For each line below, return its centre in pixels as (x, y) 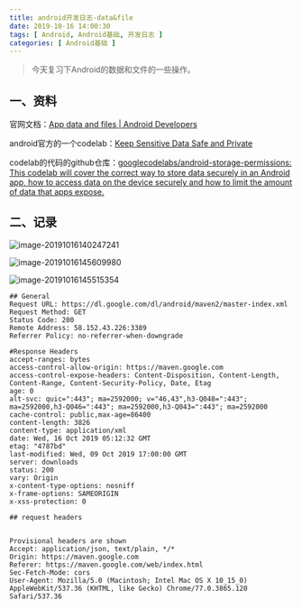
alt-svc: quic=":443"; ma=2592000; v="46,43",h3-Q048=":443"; (128, 399)
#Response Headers (44, 351)
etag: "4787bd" (38, 446)
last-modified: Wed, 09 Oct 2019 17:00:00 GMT (98, 454)
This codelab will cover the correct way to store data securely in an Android (150, 173)
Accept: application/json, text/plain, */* (92, 549)
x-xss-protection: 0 (48, 502)
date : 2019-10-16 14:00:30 (60, 26)
